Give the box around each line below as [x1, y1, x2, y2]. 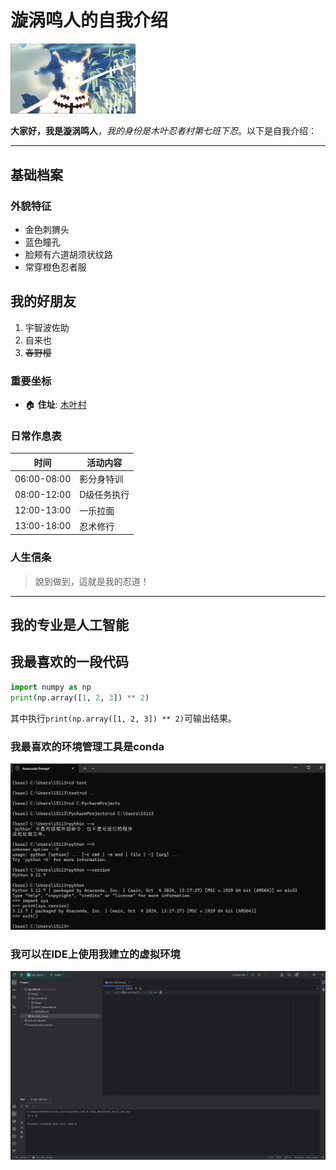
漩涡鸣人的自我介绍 [10, 9, 169, 32]
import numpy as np [10, 682, 92, 692]
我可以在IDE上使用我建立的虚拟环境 [10, 947, 181, 961]
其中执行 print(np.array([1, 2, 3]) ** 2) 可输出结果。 [10, 712, 237, 724]
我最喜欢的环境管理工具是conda [10, 739, 165, 753]
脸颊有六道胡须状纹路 [24, 248, 113, 260]
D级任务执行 [79, 489, 130, 501]
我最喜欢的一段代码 [10, 654, 129, 671]
